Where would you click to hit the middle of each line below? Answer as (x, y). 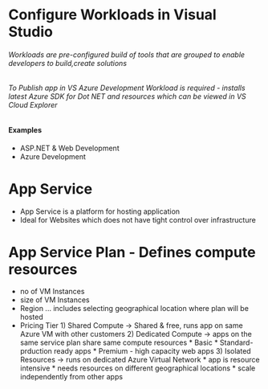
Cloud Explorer (33, 105)
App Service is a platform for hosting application (100, 211)
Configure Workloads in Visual (112, 15)
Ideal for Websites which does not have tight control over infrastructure (138, 219)
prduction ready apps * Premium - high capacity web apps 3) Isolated (135, 351)
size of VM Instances (55, 300)
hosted (32, 317)
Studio (31, 32)
